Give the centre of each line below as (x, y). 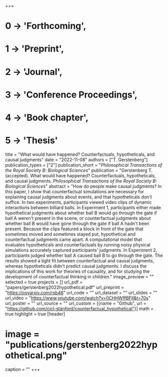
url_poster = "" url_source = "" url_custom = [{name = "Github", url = (76, 303)
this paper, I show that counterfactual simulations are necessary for (74, 191)
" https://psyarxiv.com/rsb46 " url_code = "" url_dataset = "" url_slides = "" (81, 292)
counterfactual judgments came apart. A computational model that (74, 239)
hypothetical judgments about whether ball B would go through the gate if (81, 213)
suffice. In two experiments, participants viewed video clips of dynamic (78, 202)
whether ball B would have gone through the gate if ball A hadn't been (77, 223)
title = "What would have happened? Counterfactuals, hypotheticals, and (80, 154)
